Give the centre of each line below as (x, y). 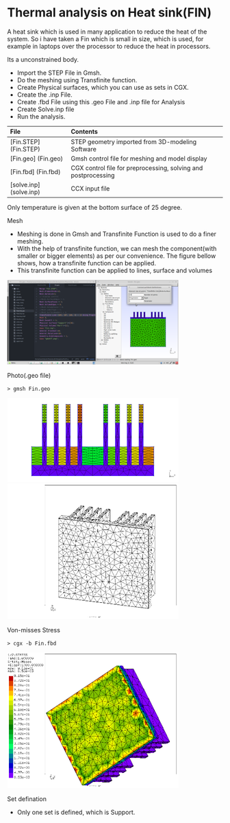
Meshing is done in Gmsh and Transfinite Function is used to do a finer (117, 234)
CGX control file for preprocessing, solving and (137, 168)
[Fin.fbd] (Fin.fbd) (35, 171)
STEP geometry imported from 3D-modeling (134, 141)
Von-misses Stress (34, 630)
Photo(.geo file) (29, 375)
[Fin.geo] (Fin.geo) (37, 158)
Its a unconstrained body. (43, 59)
